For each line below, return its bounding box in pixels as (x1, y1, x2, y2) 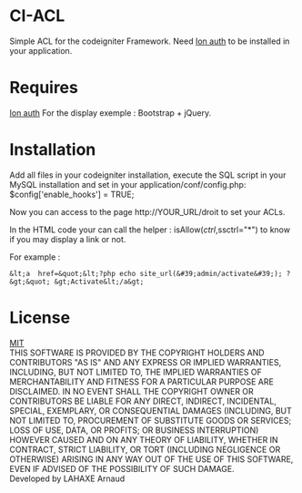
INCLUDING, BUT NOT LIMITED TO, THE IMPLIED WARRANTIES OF (9, 366, 262, 377)
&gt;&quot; (9, 277, 51, 286)
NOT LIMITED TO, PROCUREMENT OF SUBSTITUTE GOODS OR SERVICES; (9, 415, 292, 426)
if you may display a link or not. (9, 233, 126, 244)
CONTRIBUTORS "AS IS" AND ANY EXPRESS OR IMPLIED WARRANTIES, (9, 356, 282, 367)
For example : (9, 252, 61, 262)
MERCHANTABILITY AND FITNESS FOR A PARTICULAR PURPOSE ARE (9, 375, 275, 387)
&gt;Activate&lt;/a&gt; (54, 277, 145, 286)
